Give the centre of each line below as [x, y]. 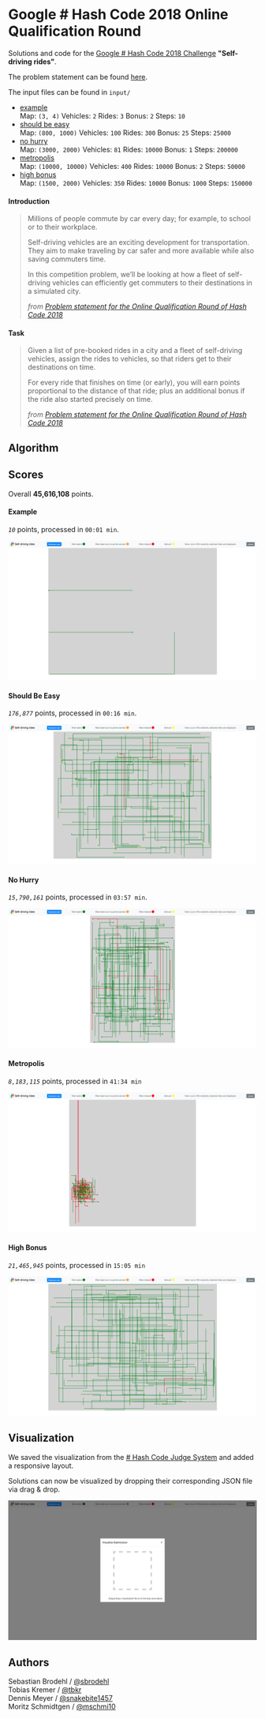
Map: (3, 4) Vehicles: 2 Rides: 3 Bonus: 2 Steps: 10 [102, 115]
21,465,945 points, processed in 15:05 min [77, 1265]
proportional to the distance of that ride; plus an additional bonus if [136, 391]
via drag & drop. [34, 1489]
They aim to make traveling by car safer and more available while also [141, 251]
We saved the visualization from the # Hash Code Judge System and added [131, 1457]
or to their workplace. [62, 227]
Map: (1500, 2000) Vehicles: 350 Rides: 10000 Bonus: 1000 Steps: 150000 [136, 182]
